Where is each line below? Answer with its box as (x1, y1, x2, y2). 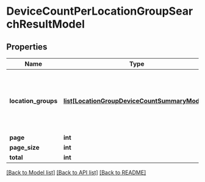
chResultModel (6, 17, 85, 31)
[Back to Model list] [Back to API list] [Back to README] (6, 169, 146, 176)
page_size (9, 144, 40, 151)
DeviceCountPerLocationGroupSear (6, 4, 193, 18)
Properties (6, 42, 48, 52)
